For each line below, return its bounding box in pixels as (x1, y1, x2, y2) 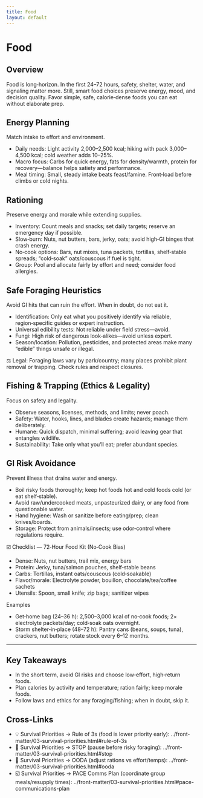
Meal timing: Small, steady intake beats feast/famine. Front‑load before (14, 171, 192, 178)
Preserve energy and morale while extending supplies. (6, 211, 142, 218)
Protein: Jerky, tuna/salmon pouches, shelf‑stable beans (14, 563, 156, 571)
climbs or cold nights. (14, 177, 69, 185)
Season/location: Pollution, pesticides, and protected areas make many (14, 338, 192, 345)
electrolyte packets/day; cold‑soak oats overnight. (14, 619, 141, 626)
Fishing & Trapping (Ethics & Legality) (6, 381, 150, 391)
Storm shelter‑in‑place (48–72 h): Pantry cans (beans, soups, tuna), (14, 626, 183, 633)
